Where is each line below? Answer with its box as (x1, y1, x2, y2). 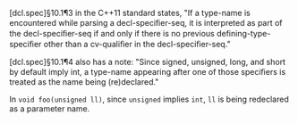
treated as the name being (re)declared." (9, 77, 159, 87)
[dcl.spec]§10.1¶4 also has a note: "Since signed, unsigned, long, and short (9, 57, 286, 67)
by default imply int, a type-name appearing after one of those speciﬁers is (9, 67, 286, 77)
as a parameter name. (9, 103, 90, 114)
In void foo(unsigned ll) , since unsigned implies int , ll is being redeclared (9, 94, 289, 104)
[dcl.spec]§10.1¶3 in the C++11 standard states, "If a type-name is (9, 8, 251, 18)
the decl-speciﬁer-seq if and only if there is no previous (9, 29, 215, 38)
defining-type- (216, 29, 271, 38)
